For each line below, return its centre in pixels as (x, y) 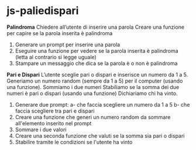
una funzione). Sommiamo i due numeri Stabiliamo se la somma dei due (93, 87)
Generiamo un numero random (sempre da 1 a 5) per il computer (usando (95, 81)
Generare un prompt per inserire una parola (68, 45)
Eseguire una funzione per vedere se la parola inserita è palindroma (97, 50)
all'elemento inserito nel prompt (53, 123)
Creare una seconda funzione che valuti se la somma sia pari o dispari (100, 135)
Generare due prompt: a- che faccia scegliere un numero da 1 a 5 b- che (102, 104)
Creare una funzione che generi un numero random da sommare (93, 117)
